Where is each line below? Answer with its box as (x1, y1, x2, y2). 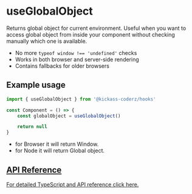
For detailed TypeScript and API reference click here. (6, 181, 139, 188)
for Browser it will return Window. (15, 140, 99, 148)
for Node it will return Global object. (15, 147, 105, 154)
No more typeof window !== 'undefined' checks (15, 49, 137, 56)
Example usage (6, 80, 66, 90)
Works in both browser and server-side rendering (15, 56, 140, 63)
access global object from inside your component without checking (6, 31, 175, 38)
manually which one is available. (6, 37, 87, 45)
